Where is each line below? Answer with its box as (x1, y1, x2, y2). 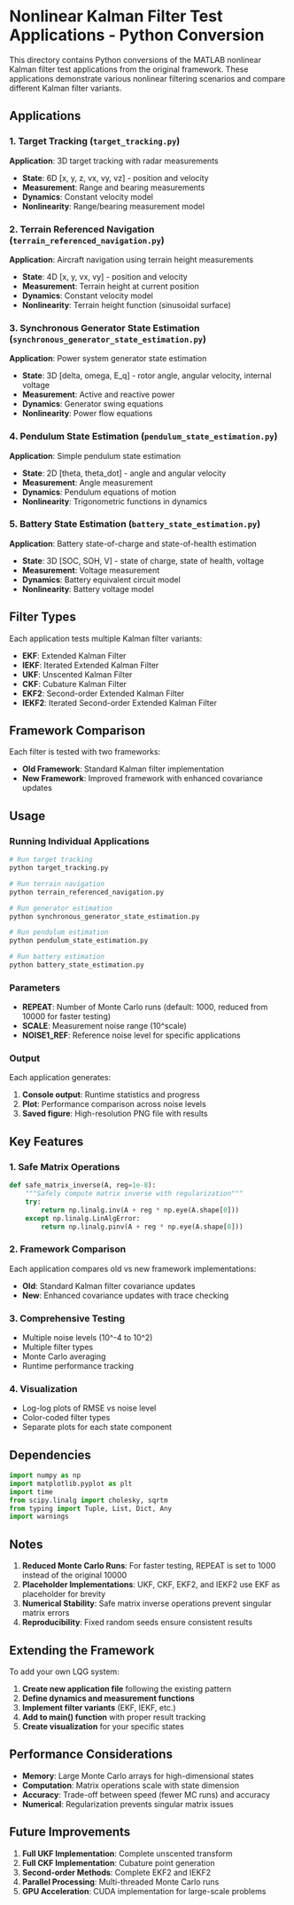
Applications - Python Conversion (9, 25, 265, 45)
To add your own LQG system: (9, 1666, 120, 1677)
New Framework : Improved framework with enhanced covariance (21, 773, 263, 784)
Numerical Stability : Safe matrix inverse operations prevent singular (21, 1598, 272, 1609)
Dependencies (9, 1447, 91, 1462)
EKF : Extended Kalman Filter (21, 650, 127, 660)
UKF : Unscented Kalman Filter (21, 668, 133, 680)
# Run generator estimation (9, 904, 113, 913)
